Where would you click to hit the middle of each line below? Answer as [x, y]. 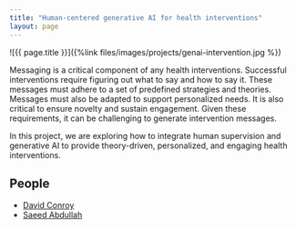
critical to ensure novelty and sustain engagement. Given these [128, 108]
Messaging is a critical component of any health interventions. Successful [148, 70]
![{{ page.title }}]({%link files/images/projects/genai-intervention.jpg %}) [146, 52]
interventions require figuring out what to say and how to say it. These [141, 79]
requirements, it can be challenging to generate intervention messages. [143, 118]
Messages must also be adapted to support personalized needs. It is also [147, 99]
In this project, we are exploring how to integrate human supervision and [145, 135]
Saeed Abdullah [52, 215]
